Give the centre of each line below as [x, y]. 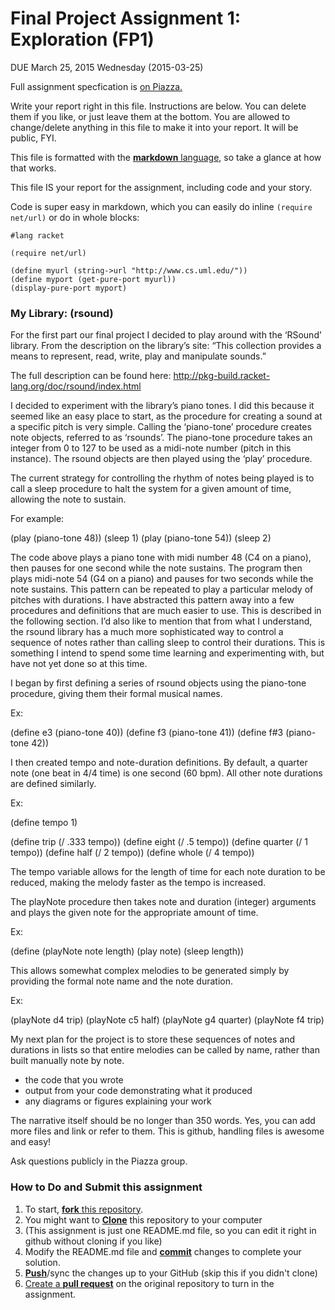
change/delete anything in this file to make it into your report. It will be [154, 127]
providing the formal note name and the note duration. [121, 981]
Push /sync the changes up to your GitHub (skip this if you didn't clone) [171, 1273]
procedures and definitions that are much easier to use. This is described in [166, 611]
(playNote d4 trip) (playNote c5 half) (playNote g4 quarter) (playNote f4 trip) [167, 1020]
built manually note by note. [67, 1061]
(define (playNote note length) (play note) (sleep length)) [127, 951]
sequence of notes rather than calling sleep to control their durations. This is [168, 643]
